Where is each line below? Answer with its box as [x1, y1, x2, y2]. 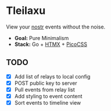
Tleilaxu [6, 4, 46, 17]
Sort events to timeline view [14, 99, 81, 106]
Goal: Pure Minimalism [14, 34, 69, 41]
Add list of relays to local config [14, 73, 91, 80]
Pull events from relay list [14, 86, 76, 93]
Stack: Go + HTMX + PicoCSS [14, 41, 87, 48]
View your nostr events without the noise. [6, 23, 106, 30]
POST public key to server [14, 80, 77, 87]
